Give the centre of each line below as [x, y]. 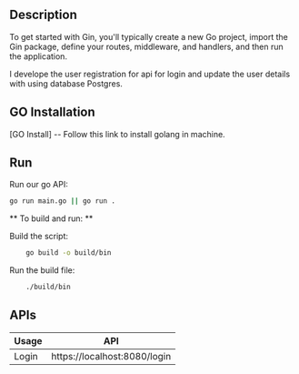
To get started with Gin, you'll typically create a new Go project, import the [149, 36]
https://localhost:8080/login [111, 356]
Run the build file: [42, 270]
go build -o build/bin [69, 253]
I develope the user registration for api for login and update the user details [150, 74]
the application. [39, 56]
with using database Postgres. [66, 83]
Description [43, 15]
